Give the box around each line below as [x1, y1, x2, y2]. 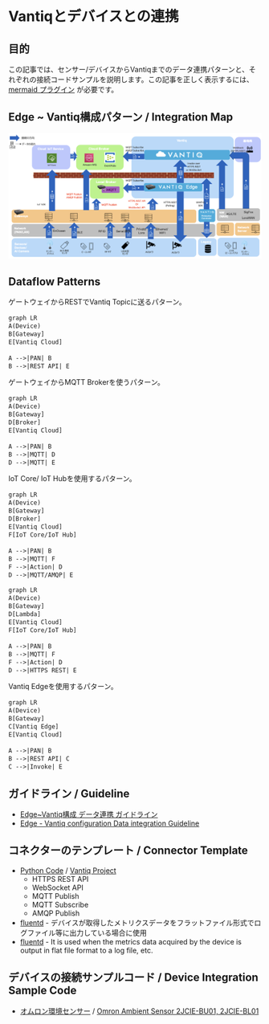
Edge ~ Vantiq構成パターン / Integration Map [8, 110, 234, 124]
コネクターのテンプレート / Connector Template [8, 844, 249, 858]
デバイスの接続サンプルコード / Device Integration [8, 971, 259, 985]
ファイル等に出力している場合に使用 [26, 928, 147, 937]
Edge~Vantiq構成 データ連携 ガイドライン [19, 809, 158, 819]
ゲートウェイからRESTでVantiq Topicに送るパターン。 [8, 297, 186, 307]
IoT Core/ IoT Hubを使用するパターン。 [8, 474, 137, 483]
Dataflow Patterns [8, 275, 101, 288]
